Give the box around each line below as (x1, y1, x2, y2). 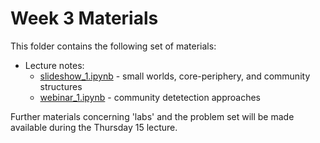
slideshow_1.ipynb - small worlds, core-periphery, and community (39, 70, 311, 82)
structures (39, 80, 83, 92)
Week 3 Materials (10, 7, 159, 30)
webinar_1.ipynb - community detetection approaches (39, 91, 261, 103)
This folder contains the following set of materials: (10, 40, 217, 52)
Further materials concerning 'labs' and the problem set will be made (10, 110, 295, 122)
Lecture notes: (24, 59, 85, 71)
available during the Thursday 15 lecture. (10, 121, 178, 133)
